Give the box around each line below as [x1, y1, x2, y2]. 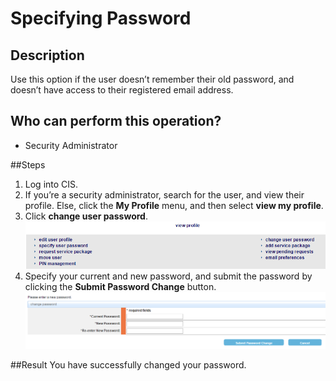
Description [10, 47, 85, 64]
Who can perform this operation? [10, 113, 222, 130]
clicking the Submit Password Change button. [24, 281, 217, 293]
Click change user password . [24, 210, 148, 222]
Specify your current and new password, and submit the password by [24, 270, 313, 282]
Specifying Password [10, 7, 192, 30]
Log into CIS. [24, 178, 79, 190]
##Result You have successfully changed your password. [10, 359, 247, 371]
